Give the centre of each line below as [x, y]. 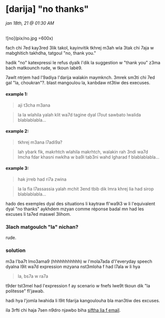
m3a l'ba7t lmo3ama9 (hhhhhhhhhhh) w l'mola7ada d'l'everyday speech [79, 261]
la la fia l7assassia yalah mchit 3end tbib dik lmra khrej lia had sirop [86, 189]
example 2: [17, 131]
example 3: [17, 168]
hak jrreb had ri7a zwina [42, 179]
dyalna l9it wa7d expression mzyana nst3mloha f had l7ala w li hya [73, 266]
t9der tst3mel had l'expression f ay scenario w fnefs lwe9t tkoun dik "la [78, 285]
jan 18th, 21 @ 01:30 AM [30, 23]
